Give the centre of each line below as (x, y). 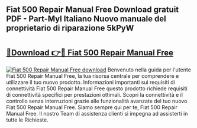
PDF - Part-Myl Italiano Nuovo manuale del (86, 19)
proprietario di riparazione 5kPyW (70, 28)
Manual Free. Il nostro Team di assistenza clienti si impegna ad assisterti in (97, 114)
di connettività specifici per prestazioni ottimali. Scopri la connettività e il (95, 95)
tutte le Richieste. (27, 120)
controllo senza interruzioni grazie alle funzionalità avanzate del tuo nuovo (97, 101)
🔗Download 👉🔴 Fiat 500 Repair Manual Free (90, 52)
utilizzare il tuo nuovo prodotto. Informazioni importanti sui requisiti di (91, 82)
